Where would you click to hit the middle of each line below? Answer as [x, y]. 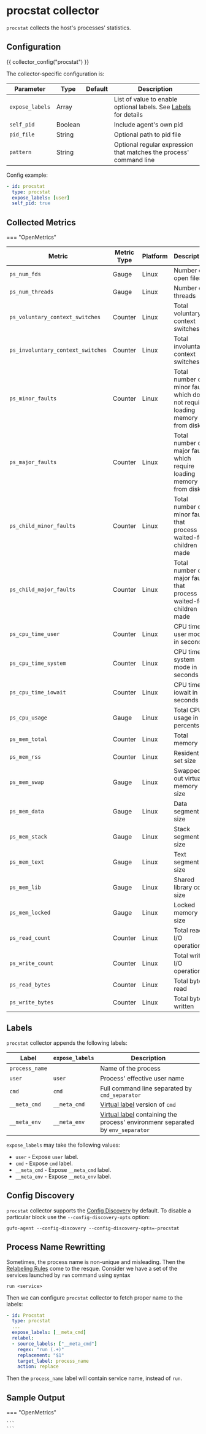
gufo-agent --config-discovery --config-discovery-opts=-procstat [93, 1228]
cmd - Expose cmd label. [44, 1163]
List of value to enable [146, 99]
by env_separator [125, 1130]
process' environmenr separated [147, 1122]
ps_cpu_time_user [35, 634]
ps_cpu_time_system [38, 663]
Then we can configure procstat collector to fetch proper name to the [94, 1297]
